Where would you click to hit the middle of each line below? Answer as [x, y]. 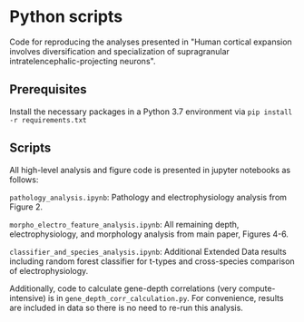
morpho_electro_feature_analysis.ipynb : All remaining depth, [124, 224]
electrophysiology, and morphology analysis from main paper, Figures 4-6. [149, 234]
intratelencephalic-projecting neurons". [83, 61]
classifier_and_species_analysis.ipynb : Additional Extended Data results [148, 251]
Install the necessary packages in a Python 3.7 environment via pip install [151, 112]
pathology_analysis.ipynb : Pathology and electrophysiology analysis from [148, 197]
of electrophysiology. [49, 270]
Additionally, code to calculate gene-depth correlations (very [123, 288]
